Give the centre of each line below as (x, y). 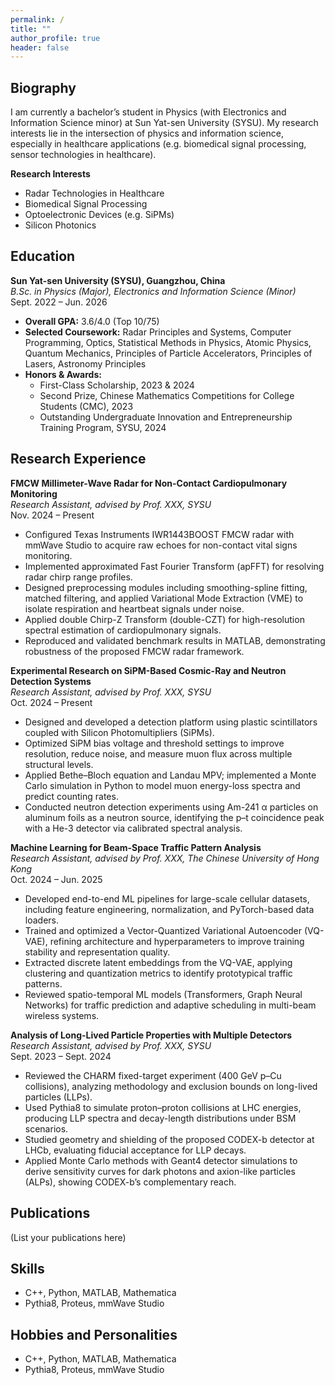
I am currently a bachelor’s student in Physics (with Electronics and (148, 112)
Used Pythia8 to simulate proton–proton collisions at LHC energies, (163, 1107)
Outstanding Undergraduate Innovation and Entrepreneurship (166, 417)
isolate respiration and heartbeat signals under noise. (134, 608)
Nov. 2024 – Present (52, 515)
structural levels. (59, 764)
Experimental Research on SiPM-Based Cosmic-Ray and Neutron (148, 670)
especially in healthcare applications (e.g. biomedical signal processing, (158, 144)
